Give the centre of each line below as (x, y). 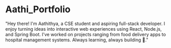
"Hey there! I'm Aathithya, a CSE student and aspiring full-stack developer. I (85, 23)
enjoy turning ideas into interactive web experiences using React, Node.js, (84, 29)
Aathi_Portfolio (38, 9)
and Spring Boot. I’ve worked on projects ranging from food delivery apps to (86, 34)
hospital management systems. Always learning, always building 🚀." (77, 40)
